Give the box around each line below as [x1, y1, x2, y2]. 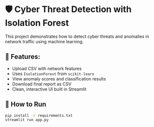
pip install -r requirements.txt [5, 113, 73, 118]
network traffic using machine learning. [5, 38, 84, 44]
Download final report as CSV [12, 81, 72, 87]
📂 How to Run [5, 100, 47, 109]
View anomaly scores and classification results [12, 76, 106, 81]
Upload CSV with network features [12, 65, 82, 71]
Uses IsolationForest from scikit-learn [12, 71, 95, 77]
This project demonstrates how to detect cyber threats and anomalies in [5, 33, 149, 39]
